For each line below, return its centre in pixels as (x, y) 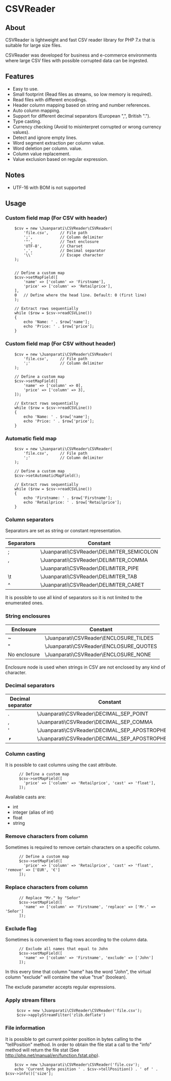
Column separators (30, 519)
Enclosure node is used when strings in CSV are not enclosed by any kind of (85, 667)
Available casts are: (26, 797)
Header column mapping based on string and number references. (81, 105)
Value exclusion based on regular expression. (60, 159)
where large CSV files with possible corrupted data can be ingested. (77, 61)
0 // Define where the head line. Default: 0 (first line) (80, 295)
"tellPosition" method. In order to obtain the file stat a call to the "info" (78, 1044)
